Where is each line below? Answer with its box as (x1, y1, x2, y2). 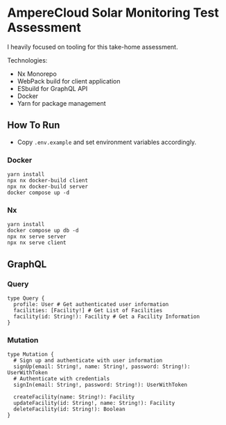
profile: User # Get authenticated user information (13, 301, 169, 308)
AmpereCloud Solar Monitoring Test (7, 5, 220, 21)
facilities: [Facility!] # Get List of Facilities (13, 307, 163, 314)
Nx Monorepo (17, 70, 57, 78)
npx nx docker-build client (7, 177, 89, 184)
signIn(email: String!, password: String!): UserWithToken (13, 381, 188, 389)
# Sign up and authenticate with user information (13, 357, 163, 364)
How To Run (7, 120, 60, 131)
